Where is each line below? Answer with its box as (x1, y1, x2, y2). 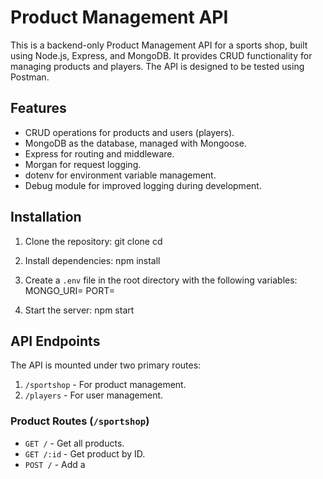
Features (10, 100, 67, 117)
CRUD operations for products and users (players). (24, 126, 235, 138)
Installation (10, 209, 82, 226)
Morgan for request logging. (24, 158, 142, 170)
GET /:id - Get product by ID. (24, 447, 146, 460)
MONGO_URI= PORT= (24, 284, 115, 296)
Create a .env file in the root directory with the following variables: (24, 274, 298, 286)
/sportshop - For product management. (24, 379, 187, 391)
